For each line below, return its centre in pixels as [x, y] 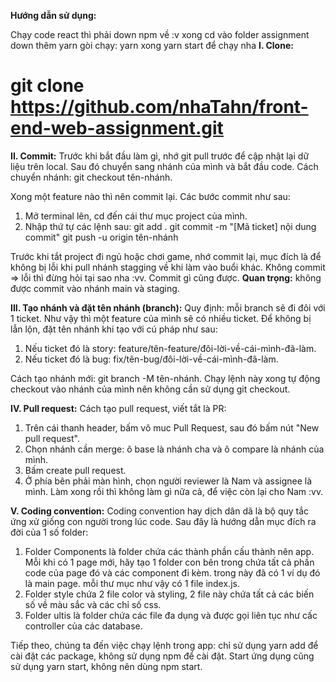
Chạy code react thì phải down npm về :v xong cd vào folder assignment [160, 34]
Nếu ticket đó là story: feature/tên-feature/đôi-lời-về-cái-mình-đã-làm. [170, 348]
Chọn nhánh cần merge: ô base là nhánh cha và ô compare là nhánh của [174, 449]
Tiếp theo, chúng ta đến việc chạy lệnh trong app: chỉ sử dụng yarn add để [164, 645]
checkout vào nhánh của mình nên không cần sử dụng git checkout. [150, 389]
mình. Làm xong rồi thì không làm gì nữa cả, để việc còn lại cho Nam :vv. [174, 491]
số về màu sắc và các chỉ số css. [93, 604]
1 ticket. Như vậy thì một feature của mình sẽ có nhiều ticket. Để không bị [161, 318]
